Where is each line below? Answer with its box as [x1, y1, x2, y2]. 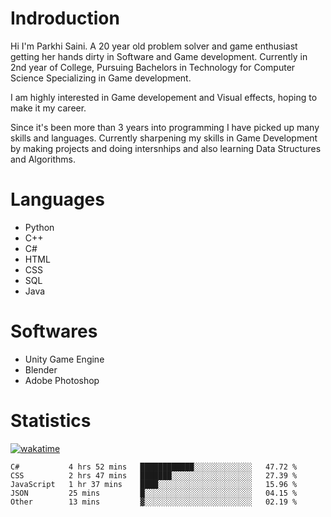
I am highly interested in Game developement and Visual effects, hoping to [10, 91, 318, 103]
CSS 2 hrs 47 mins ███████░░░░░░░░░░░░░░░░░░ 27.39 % [10, 470, 298, 481]
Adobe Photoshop [24, 374, 100, 386]
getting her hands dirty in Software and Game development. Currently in [10, 50, 308, 62]
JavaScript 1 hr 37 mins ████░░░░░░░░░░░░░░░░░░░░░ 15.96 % [10, 479, 298, 489]
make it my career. [10, 102, 87, 114]
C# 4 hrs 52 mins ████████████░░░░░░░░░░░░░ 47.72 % [10, 462, 298, 472]
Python [24, 221, 55, 233]
